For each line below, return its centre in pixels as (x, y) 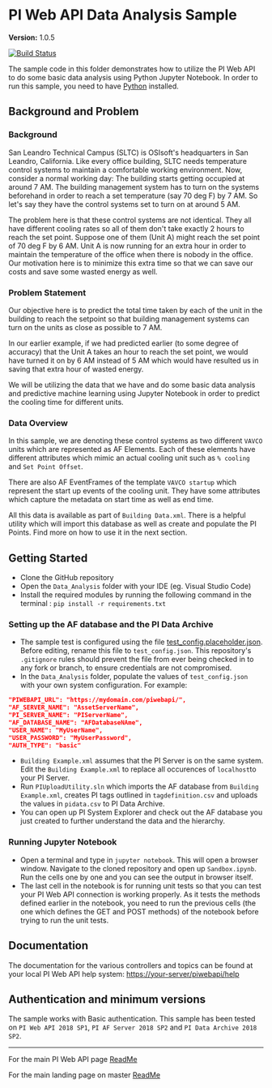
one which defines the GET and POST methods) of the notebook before (139, 911)
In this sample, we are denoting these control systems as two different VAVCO (136, 441)
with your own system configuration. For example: (104, 685)
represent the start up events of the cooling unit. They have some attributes (134, 491)
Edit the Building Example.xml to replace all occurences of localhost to (138, 769)
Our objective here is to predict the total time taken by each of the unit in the (136, 310)
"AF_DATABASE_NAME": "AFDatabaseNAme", (76, 722)
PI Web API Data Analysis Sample (123, 15)
